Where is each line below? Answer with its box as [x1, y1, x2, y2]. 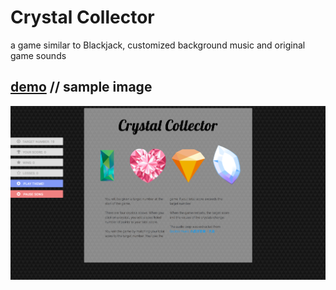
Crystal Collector [10, 6, 155, 29]
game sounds [10, 49, 67, 61]
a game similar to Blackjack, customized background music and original [10, 39, 306, 51]
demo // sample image [10, 79, 153, 96]
